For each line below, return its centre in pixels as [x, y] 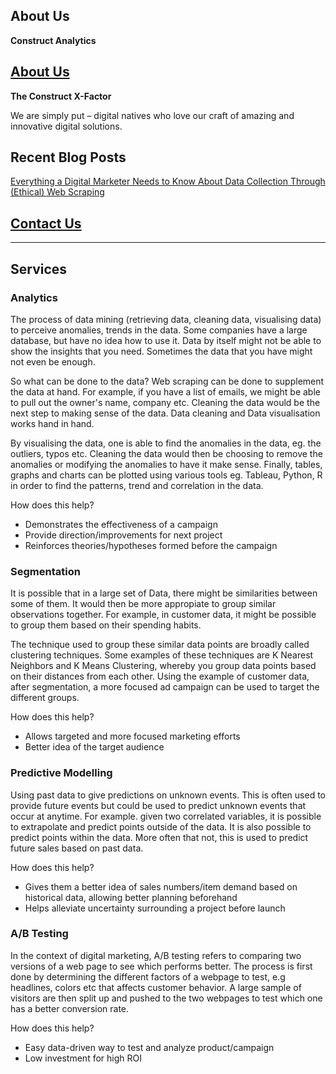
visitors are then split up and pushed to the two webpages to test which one [166, 998]
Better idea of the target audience [94, 747]
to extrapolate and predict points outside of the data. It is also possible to [161, 826]
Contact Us [46, 223]
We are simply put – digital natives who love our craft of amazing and [152, 115]
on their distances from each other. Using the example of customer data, [160, 676]
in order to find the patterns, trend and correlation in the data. [137, 485]
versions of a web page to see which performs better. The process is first [161, 966]
